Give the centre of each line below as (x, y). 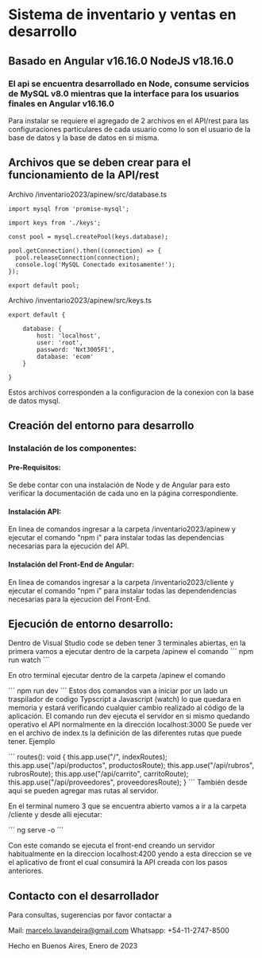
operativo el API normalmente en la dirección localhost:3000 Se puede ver (130, 725)
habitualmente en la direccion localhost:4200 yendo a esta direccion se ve (130, 854)
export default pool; (44, 285)
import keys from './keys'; (55, 223)
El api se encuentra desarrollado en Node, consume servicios (129, 84)
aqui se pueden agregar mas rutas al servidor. (83, 791)
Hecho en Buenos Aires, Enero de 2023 (73, 946)
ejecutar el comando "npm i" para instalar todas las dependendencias (122, 590)
